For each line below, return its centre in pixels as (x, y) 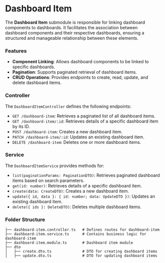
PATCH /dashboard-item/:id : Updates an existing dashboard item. (78, 137)
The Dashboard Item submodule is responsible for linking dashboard (75, 22)
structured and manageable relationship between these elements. (72, 38)
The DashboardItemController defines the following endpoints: (68, 106)
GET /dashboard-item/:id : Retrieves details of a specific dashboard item (85, 121)
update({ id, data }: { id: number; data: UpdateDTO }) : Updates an (83, 196)
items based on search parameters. (48, 180)
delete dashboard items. (37, 83)
